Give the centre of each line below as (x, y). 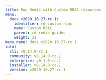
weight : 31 (25, 38)
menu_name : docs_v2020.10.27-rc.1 (41, 42)
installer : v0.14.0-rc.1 (35, 65)
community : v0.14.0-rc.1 (35, 56)
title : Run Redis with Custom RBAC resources (53, 10)
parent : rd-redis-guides (40, 33)
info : (11, 47)
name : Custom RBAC (33, 28)
